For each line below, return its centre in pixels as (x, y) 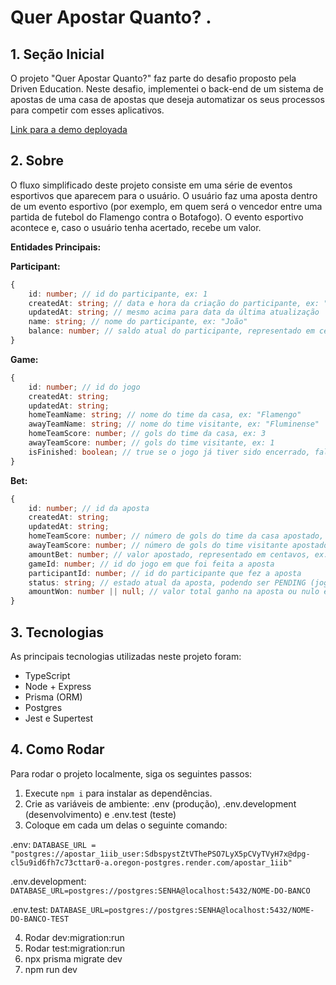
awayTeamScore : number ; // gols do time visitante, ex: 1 (151, 443)
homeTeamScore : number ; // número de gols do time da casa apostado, (176, 536)
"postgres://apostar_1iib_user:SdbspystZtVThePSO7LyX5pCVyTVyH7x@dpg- (160, 854)
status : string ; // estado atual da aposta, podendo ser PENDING (167, 582)
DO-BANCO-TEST (40, 919)
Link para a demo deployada (69, 129)
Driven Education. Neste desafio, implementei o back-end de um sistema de (167, 89)
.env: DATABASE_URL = (53, 844)
